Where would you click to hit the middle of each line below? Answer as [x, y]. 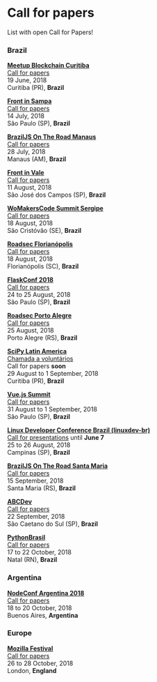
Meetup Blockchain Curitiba [48, 66]
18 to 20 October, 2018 [40, 607]
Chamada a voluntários [40, 359]
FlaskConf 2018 [31, 280]
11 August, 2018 [30, 188]
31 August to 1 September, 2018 [52, 409]
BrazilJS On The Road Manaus [52, 137]
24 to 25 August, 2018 [39, 295]
